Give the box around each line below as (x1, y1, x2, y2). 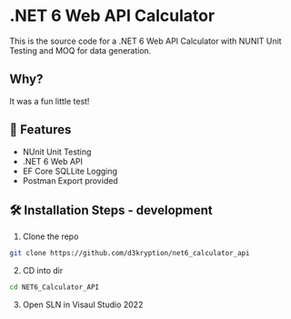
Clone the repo (22, 231, 79, 242)
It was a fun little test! (9, 95, 90, 106)
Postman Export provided (22, 174, 118, 186)
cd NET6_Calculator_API (9, 283, 100, 292)
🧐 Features (9, 122, 72, 137)
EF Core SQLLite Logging (22, 165, 118, 176)
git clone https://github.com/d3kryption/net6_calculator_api (9, 249, 250, 258)
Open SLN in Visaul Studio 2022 (22, 299, 144, 310)
